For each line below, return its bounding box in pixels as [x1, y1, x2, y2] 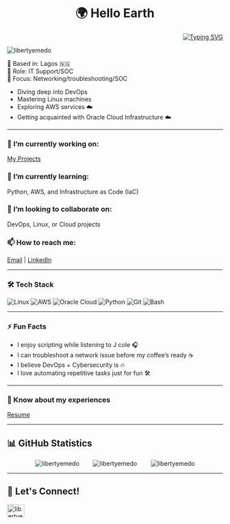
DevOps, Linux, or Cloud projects [7, 220, 101, 228]
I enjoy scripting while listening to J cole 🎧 [16, 340, 139, 348]
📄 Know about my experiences [7, 395, 111, 405]
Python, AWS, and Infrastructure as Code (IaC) [7, 187, 139, 195]
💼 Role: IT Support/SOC [7, 67, 74, 75]
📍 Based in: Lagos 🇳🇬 [7, 59, 71, 67]
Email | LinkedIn [7, 256, 52, 264]
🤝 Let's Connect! [7, 486, 80, 497]
